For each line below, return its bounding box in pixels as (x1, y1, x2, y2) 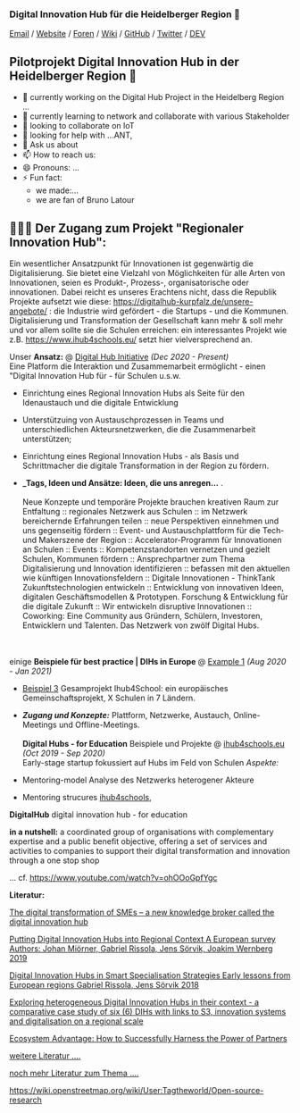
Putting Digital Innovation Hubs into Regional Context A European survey (9, 933, 277, 944)
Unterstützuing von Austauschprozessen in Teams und (21, 414, 225, 425)
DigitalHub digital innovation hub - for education (9, 808, 188, 820)
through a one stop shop (9, 855, 100, 866)
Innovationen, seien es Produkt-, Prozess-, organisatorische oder (9, 277, 250, 288)
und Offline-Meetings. (58, 719, 140, 730)
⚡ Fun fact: (21, 172, 62, 183)
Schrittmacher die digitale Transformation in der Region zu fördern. (21, 460, 270, 471)
